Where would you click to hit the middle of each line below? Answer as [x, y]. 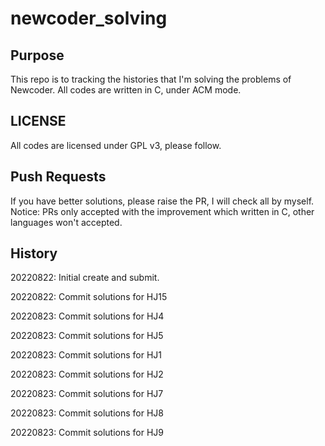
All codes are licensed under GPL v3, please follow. [116, 145]
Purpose [37, 55]
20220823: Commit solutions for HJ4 [87, 316]
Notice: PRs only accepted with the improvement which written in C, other [162, 211]
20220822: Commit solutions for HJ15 [89, 297]
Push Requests [58, 177]
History [34, 253]
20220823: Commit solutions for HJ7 [87, 394]
